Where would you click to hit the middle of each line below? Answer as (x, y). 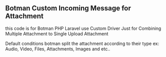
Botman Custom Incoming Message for (68, 8)
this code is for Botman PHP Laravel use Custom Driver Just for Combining (83, 28)
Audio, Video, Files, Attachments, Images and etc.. (58, 49)
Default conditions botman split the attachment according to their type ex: (82, 43)
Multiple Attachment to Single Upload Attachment (57, 34)
